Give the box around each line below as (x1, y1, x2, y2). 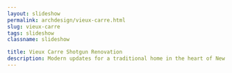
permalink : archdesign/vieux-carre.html (7, 17, 126, 24)
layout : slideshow (7, 10, 60, 17)
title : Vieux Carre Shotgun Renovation (7, 49, 123, 56)
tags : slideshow (7, 29, 54, 37)
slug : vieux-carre (7, 23, 60, 30)
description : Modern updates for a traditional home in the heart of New (7, 55, 226, 63)
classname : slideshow (7, 36, 70, 43)
